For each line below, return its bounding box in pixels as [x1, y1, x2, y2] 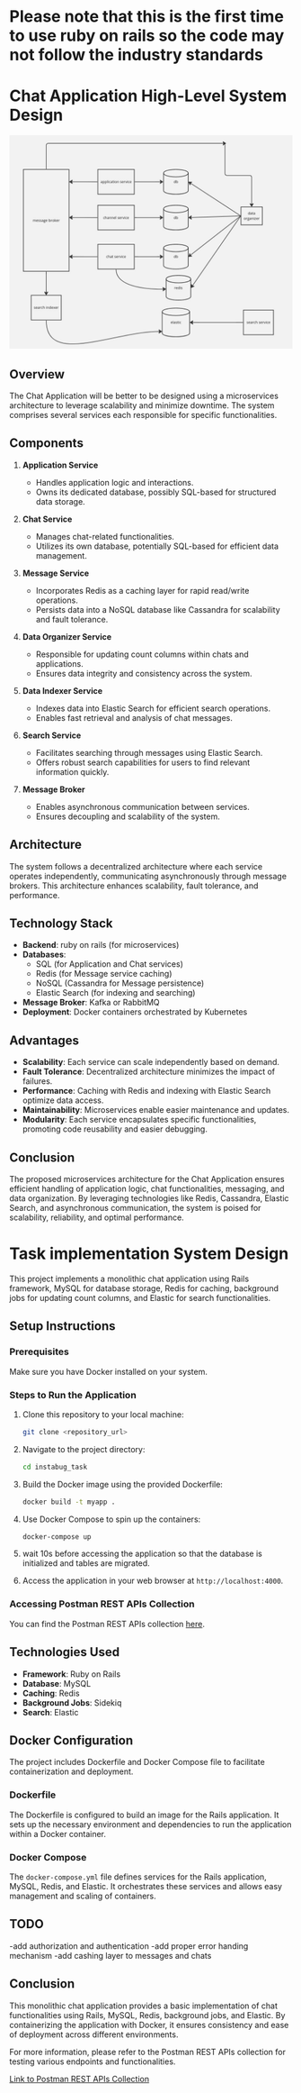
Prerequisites [9, 1345, 69, 1358]
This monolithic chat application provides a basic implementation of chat [9, 2000, 279, 2011]
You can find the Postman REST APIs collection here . [9, 1618, 205, 1629]
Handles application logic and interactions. [35, 477, 194, 487]
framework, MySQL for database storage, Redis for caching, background [9, 1282, 279, 1294]
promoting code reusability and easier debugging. [22, 1124, 208, 1134]
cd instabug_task [22, 1462, 88, 1471]
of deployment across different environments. [9, 2029, 179, 2040]
